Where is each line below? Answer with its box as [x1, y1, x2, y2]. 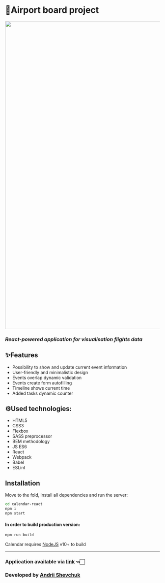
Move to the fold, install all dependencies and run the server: [5, 492, 128, 498]
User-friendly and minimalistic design [12, 369, 88, 375]
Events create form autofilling [12, 379, 72, 386]
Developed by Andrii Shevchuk [5, 571, 81, 578]
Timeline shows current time [12, 385, 70, 391]
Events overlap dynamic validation [12, 375, 82, 380]
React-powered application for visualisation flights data [5, 336, 142, 343]
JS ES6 [12, 444, 27, 450]
